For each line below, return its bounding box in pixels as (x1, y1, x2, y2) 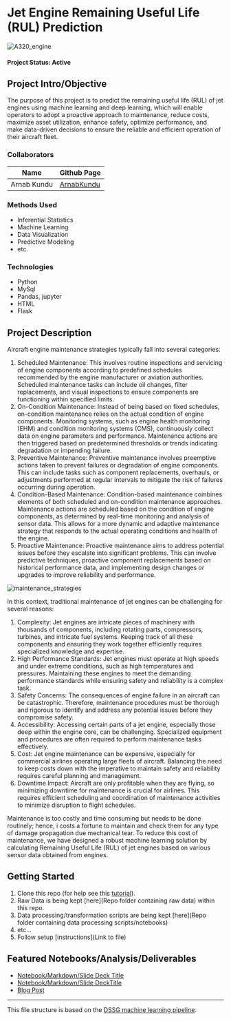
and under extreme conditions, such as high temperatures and (16, 662, 194, 671)
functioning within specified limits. (16, 395, 115, 403)
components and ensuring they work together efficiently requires (16, 640, 202, 649)
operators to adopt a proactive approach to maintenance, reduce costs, (7, 111, 210, 119)
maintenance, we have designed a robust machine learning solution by (7, 836, 208, 845)
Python (16, 277, 38, 286)
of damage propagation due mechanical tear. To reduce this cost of (7, 829, 198, 837)
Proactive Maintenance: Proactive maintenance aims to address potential (16, 542, 224, 550)
